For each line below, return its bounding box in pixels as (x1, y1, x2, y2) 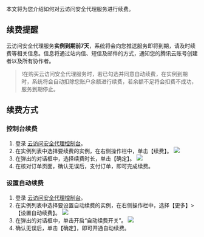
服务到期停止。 (21, 85, 59, 92)
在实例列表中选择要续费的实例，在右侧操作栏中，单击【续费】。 (15, 147, 172, 154)
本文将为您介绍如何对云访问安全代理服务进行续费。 (6, 5, 134, 12)
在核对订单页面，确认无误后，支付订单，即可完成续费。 (15, 162, 154, 170)
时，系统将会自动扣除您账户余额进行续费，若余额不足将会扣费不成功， (21, 78, 197, 85)
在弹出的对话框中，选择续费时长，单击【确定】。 (15, 154, 135, 162)
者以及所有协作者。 (6, 57, 55, 64)
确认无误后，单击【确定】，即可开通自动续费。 (15, 224, 130, 232)
